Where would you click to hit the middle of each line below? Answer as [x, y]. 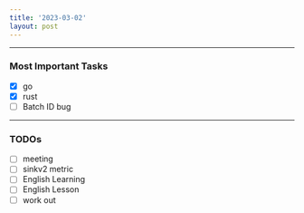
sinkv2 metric [48, 169]
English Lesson [51, 189]
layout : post [34, 26]
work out [39, 199]
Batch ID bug [47, 106]
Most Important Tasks [59, 66]
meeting [38, 159]
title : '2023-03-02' [48, 18]
